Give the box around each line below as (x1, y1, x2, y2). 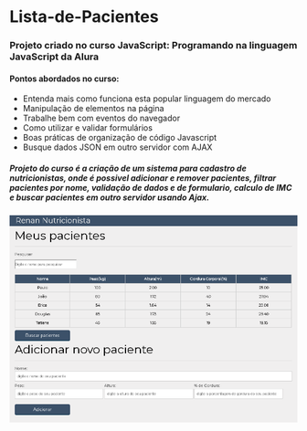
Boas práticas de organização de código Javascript (22, 132, 217, 143)
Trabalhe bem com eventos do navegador (22, 112, 181, 124)
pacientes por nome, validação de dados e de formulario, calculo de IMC (9, 182, 292, 193)
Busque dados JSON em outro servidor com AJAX (22, 142, 213, 152)
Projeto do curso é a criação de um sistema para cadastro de (9, 163, 247, 173)
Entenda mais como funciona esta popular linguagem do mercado (22, 93, 271, 104)
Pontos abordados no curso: (9, 73, 120, 84)
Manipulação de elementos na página (22, 103, 164, 114)
